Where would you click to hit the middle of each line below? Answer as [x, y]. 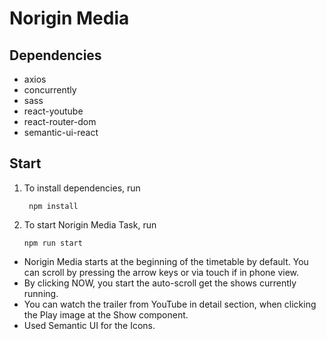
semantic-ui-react [61, 132]
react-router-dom [60, 121]
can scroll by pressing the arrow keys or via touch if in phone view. [161, 272]
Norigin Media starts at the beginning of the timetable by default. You [166, 261]
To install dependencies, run [82, 188]
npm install [53, 206]
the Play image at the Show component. [106, 314]
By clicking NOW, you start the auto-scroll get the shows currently [160, 283]
